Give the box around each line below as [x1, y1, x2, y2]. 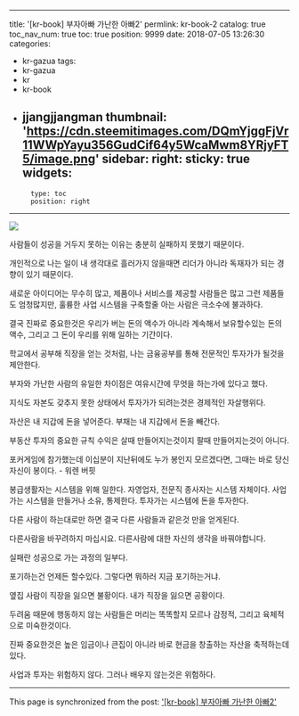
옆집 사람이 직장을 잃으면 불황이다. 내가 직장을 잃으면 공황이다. [9, 589, 225, 600]
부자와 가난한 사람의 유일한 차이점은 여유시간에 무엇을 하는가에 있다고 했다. [9, 378, 269, 389]
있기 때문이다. [25, 268, 74, 279]
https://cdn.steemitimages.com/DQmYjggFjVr [26, 124, 289, 139]
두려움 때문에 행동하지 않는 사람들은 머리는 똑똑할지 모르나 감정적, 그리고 [9, 608, 261, 620]
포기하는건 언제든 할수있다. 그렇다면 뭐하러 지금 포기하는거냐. [9, 571, 221, 581]
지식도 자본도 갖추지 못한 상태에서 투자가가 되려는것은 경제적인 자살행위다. [9, 397, 266, 407]
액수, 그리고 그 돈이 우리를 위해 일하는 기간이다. [9, 329, 174, 340]
